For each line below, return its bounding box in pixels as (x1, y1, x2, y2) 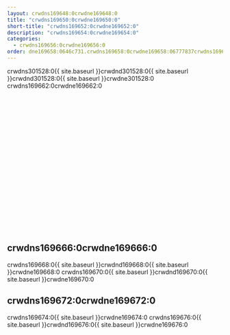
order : (7, 49, 26, 55)
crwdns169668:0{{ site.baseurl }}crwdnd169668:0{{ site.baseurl (7, 260, 189, 269)
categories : (7, 36, 41, 42)
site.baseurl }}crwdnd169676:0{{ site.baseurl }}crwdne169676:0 (7, 320, 188, 329)
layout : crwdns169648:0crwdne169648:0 (7, 10, 118, 17)
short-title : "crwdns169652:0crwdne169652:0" (7, 23, 139, 29)
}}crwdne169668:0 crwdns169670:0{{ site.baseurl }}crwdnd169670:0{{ (7, 268, 208, 276)
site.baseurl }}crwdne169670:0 (7, 275, 94, 283)
